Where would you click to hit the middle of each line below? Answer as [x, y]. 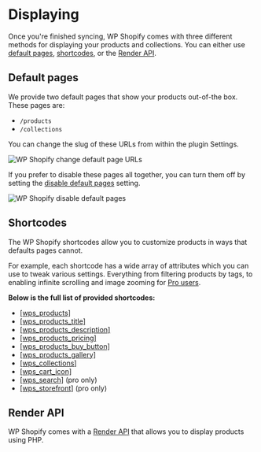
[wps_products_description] [65, 329]
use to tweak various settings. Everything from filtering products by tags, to [130, 274]
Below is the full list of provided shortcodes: [82, 298]
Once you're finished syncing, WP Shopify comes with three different [120, 36]
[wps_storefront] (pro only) [63, 388]
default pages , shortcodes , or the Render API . [83, 53]
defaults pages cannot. [46, 250]
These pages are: [37, 105]
